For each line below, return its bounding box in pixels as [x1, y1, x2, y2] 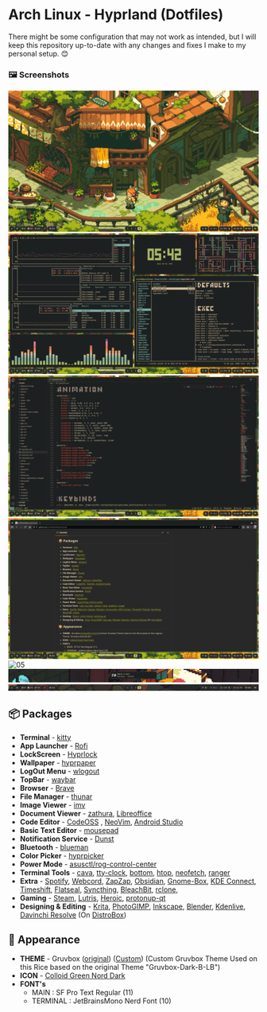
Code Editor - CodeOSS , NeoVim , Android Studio [19, 817, 184, 827]
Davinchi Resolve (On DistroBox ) [19, 909, 127, 920]
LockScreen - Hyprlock [19, 749, 98, 759]
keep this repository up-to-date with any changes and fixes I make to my [8, 40, 246, 49]
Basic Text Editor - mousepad [19, 825, 119, 835]
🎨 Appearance [8, 933, 81, 947]
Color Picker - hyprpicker [19, 850, 105, 860]
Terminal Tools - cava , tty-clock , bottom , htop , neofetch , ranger [19, 867, 230, 877]
